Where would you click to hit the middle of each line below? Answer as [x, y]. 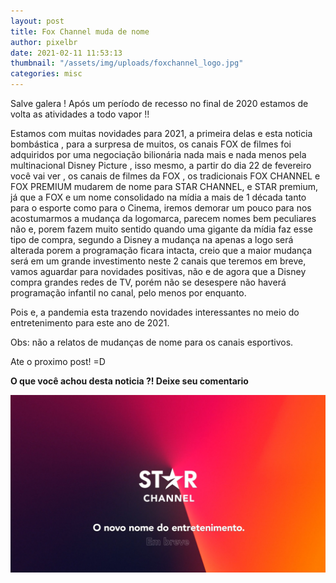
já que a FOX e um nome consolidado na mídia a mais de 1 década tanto [158, 197]
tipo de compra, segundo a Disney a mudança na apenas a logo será [152, 239]
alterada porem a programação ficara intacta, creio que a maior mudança [161, 250]
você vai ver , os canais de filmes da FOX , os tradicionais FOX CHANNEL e [165, 176]
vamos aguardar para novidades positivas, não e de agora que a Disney [158, 271]
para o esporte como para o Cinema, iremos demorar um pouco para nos [161, 208]
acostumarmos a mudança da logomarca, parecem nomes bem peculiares [163, 218]
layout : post [37, 21]
